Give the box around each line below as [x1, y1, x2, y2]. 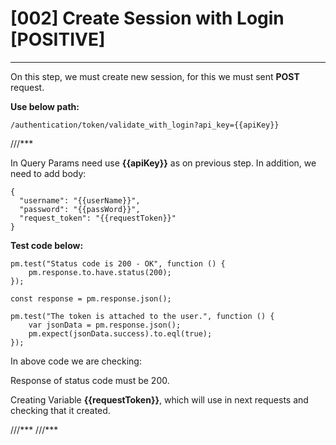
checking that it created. [10, 404, 111, 416]
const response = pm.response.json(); [10, 293, 172, 304]
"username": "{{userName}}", [19, 195, 141, 206]
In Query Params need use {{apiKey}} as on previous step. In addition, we [10, 157, 317, 169]
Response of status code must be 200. [10, 374, 170, 386]
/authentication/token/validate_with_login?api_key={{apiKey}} [10, 120, 280, 130]
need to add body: [10, 167, 87, 179]
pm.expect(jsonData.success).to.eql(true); [28, 328, 213, 339]
